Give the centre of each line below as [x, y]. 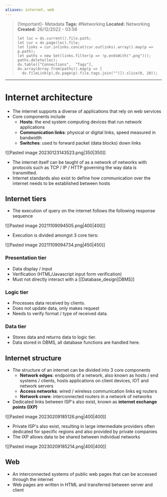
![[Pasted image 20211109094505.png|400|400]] [55, 226]
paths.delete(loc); [38, 60]
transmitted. [25, 172]
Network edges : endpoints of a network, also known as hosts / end [89, 375]
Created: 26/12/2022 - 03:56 [47, 29]
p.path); [26, 51]
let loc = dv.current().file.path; [54, 38]
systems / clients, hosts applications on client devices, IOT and [84, 381]
